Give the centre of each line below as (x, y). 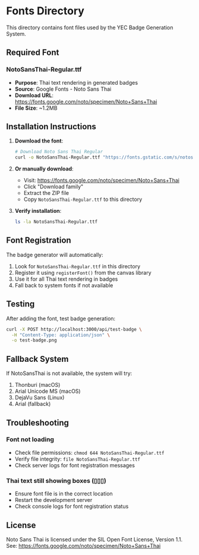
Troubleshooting (38, 422)
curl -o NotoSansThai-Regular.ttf (57, 157)
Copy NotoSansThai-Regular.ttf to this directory (83, 199)
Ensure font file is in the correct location (64, 494)
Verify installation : (38, 211)
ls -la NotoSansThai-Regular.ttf (56, 222)
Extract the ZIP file (46, 193)
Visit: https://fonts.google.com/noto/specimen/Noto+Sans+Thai (102, 181)
